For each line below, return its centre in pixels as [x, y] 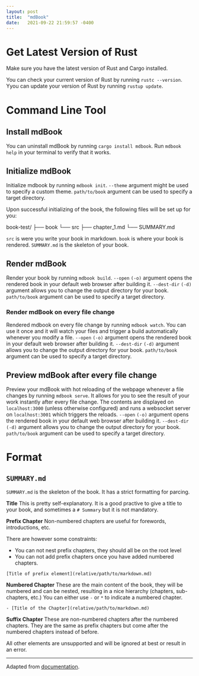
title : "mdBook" [28, 17]
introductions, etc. [28, 527]
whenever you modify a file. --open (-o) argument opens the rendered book [99, 338]
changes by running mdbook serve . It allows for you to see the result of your [98, 396]
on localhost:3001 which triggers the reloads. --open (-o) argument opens [97, 415]
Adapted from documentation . [43, 667]
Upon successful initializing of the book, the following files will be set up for [98, 209]
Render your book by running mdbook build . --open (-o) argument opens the [99, 278]
